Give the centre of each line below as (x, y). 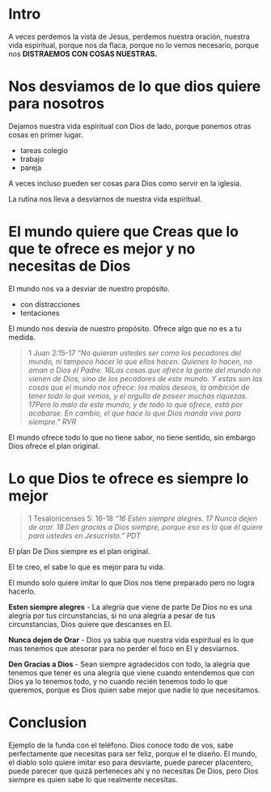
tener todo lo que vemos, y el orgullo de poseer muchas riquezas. (138, 396)
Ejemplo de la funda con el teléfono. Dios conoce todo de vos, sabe (121, 745)
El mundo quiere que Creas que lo (123, 232)
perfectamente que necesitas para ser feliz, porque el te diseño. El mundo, (133, 753)
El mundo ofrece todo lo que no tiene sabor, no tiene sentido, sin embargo (132, 437)
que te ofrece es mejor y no (102, 249)
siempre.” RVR (52, 421)
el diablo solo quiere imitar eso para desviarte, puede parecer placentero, (131, 762)
